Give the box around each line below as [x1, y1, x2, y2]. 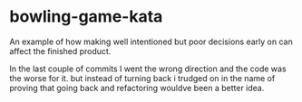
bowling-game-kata [9, 6, 163, 27]
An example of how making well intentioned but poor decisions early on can [9, 36, 293, 47]
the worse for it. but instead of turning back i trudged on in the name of [9, 72, 276, 83]
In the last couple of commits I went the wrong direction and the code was [9, 63, 287, 74]
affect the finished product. [9, 45, 112, 56]
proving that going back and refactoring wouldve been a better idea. [9, 82, 265, 93]
